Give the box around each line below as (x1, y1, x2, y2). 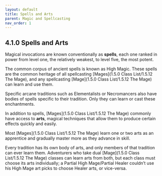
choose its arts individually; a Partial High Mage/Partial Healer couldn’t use (5, 160, 154, 166)
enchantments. (5, 101, 35, 107)
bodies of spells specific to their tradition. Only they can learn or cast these (5, 96, 156, 102)
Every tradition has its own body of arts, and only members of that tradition (5, 145, 155, 151)
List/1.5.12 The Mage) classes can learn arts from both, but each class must (5, 155, 156, 161)
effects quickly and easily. (5, 121, 57, 127)
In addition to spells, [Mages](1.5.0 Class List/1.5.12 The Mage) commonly (5, 111, 151, 116)
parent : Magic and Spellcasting (5, 16, 70, 21)
